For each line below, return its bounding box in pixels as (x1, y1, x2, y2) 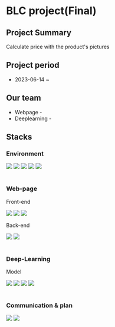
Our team (6, 93, 41, 103)
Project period (6, 60, 60, 70)
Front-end (6, 198, 31, 205)
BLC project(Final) (6, 4, 97, 18)
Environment (6, 149, 44, 157)
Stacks (6, 132, 32, 142)
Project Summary (6, 28, 72, 38)
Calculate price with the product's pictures (6, 43, 110, 50)
